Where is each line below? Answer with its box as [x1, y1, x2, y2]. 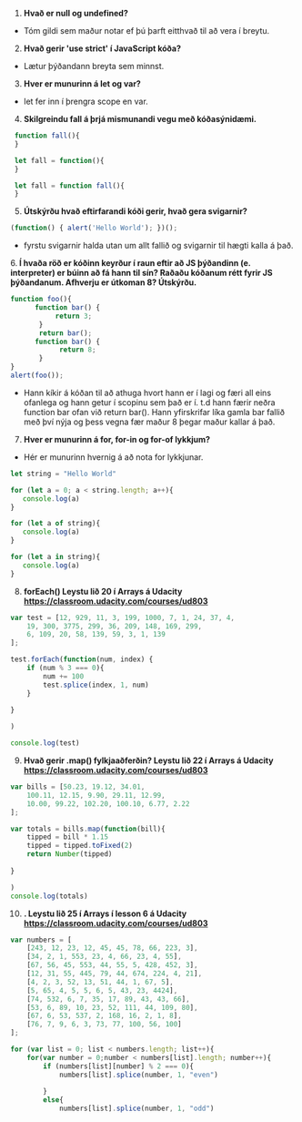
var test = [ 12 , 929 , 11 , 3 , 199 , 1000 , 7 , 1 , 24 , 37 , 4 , [10, 613, 236, 622]
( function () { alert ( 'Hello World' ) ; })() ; [10, 223, 178, 233]
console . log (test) [10, 739, 80, 748]
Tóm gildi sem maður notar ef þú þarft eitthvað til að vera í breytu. [23, 25, 270, 36]
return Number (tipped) [26, 850, 113, 859]
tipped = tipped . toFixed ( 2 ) [26, 841, 133, 851]
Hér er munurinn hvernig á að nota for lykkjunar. [23, 451, 204, 463]
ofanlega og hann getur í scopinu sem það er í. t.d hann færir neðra [23, 396, 276, 408]
